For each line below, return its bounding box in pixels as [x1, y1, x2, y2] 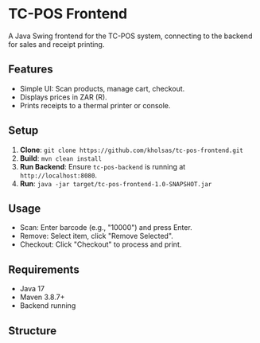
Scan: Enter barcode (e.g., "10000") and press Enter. [19, 223, 192, 232]
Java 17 [19, 284, 45, 294]
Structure [8, 324, 57, 337]
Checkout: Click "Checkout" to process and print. [19, 240, 182, 249]
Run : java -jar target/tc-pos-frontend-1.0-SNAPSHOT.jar [19, 178, 212, 188]
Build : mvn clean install [19, 153, 102, 163]
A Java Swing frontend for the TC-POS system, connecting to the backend [8, 31, 253, 41]
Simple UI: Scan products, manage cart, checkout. [19, 84, 185, 93]
